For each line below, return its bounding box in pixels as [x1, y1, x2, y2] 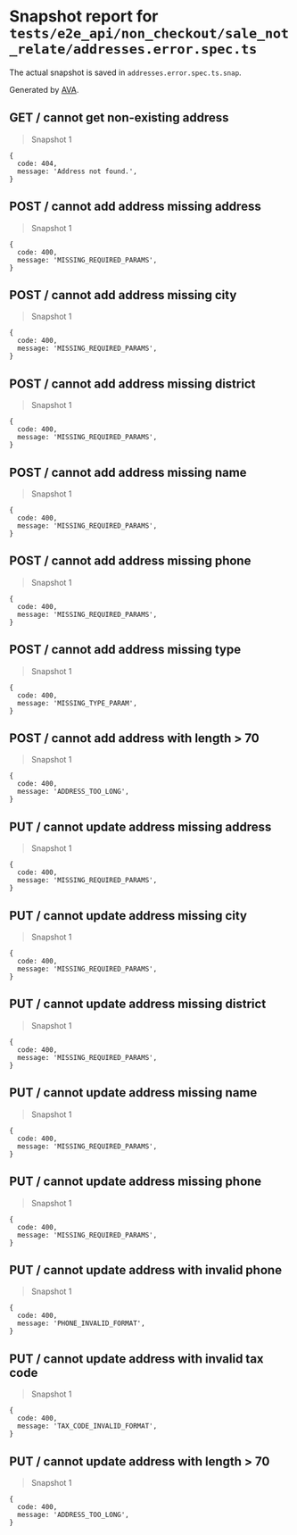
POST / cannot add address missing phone [9, 554, 252, 569]
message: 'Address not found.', [17, 167, 138, 176]
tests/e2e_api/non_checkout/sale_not [9, 25, 290, 42]
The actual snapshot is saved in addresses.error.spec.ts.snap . [9, 67, 243, 78]
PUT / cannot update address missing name [9, 1085, 258, 1100]
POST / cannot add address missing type [9, 642, 242, 657]
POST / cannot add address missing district [9, 376, 256, 391]
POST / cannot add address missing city [9, 288, 237, 303]
